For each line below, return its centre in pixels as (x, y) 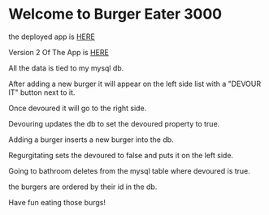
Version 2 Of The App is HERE (59, 52)
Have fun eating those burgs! (57, 202)
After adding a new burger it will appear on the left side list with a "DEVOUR (135, 84)
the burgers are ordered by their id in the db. (83, 187)
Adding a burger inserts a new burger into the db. (91, 140)
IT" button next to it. (42, 92)
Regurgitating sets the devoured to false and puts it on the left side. (121, 155)
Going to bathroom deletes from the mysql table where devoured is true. (129, 170)
